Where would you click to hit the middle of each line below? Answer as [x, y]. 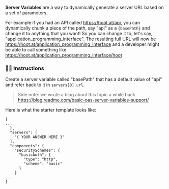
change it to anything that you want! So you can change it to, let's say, [79, 33]
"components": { [27, 146]
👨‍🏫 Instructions [25, 68]
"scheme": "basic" [43, 164]
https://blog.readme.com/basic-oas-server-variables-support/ [83, 100]
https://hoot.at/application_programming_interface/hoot [64, 55]
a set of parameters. [26, 13]
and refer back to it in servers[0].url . [45, 85]
